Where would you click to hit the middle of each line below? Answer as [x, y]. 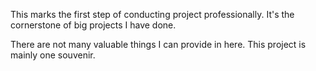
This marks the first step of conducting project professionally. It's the [152, 14]
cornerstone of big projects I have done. [93, 25]
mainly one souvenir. [53, 55]
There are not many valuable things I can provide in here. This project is [158, 44]
